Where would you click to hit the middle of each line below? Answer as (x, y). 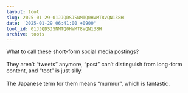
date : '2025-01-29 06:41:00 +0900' (51, 23)
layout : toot (23, 12)
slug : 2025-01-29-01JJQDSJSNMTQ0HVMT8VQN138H (65, 18)
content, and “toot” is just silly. (45, 71)
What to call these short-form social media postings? (72, 51)
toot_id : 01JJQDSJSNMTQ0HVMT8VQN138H (54, 29)
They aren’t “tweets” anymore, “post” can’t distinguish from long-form (94, 65)
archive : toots (26, 34)
